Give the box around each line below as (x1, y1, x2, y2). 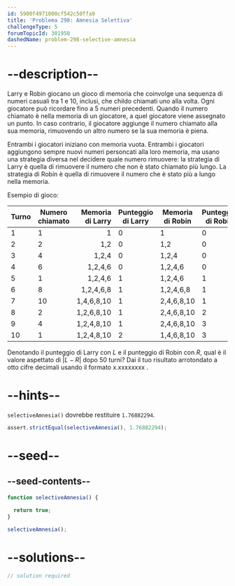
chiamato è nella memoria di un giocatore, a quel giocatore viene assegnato (7, 112, 226, 120)
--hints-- (7, 387, 61, 403)
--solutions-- (7, 550, 86, 565)
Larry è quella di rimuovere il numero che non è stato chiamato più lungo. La (7, 162, 227, 171)
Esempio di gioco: (7, 191, 59, 199)
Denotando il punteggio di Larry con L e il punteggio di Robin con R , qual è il (7, 348, 227, 357)
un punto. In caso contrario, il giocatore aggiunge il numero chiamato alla (7, 120, 218, 128)
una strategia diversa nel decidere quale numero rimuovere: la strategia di (7, 155, 220, 164)
